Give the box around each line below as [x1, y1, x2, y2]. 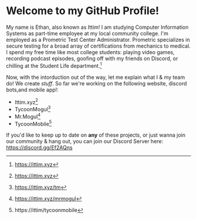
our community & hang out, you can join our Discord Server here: [6, 138, 164, 145]
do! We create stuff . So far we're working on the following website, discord [6, 79, 187, 87]
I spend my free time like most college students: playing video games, [6, 48, 175, 55]
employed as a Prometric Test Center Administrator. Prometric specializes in [6, 36, 191, 43]
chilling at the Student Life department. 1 [6, 61, 102, 69]
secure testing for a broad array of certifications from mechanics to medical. [6, 42, 191, 49]
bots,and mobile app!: [6, 86, 59, 93]
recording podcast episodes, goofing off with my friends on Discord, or [6, 55, 178, 62]
